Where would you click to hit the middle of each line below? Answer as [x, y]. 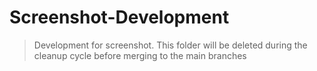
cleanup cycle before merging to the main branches [140, 55]
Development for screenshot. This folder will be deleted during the [170, 45]
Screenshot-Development [119, 17]
